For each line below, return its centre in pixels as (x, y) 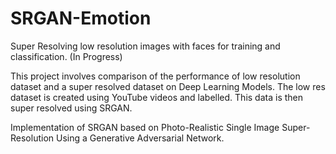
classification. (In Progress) (66, 56)
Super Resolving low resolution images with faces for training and (145, 46)
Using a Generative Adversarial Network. (140, 138)
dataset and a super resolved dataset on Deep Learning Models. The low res (168, 86)
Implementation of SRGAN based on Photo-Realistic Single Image (145, 127)
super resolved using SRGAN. (71, 108)
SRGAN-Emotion (81, 18)
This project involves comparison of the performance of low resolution (155, 76)
